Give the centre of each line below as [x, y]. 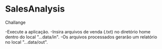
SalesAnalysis [35, 9]
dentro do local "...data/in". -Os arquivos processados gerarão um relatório [81, 37]
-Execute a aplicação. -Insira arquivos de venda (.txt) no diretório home [78, 32]
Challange [16, 22]
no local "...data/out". [26, 42]
